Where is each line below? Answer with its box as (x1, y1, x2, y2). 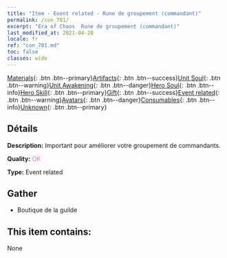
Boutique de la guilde (17, 206, 78, 214)
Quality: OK (7, 154, 41, 162)
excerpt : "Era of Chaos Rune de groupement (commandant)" (7, 23, 180, 30)
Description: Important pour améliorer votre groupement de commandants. (7, 141, 221, 149)
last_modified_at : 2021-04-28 (7, 29, 94, 36)
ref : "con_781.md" (7, 42, 60, 49)
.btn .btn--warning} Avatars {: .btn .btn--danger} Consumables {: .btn (7, 96, 197, 104)
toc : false (7, 49, 39, 56)
